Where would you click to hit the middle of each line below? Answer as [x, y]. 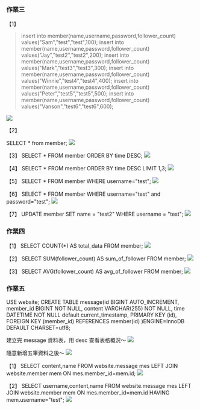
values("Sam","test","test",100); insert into [73, 42]
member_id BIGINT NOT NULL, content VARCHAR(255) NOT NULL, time [95, 308]
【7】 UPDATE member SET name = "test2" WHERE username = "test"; [95, 214]
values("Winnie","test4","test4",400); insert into [80, 81]
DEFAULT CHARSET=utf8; [38, 327]
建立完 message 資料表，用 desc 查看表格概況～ [66, 340]
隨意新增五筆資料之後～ [35, 353]
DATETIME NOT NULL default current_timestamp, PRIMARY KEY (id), [92, 315]
